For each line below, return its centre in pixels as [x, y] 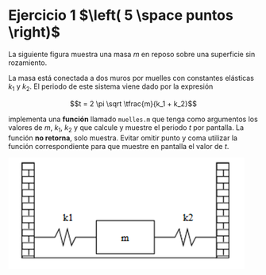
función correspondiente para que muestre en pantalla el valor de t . [119, 146]
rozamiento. [28, 63]
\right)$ [35, 32]
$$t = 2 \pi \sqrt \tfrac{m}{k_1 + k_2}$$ [133, 103]
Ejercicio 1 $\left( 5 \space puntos [121, 15]
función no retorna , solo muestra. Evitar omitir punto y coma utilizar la [123, 138]
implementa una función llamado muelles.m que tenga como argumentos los [133, 119]
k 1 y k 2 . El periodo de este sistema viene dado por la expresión [111, 87]
